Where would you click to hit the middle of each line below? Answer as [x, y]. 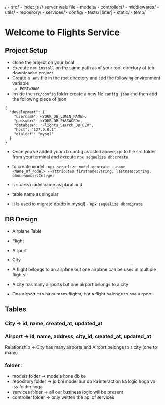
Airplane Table [27, 231]
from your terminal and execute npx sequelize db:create [70, 157]
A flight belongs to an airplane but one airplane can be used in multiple [84, 269]
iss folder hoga [27, 386]
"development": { [27, 112]
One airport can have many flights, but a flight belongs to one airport [82, 294]
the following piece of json [39, 99]
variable [20, 83]
